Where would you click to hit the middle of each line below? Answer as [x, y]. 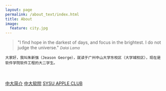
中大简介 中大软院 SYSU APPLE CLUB [44, 84]
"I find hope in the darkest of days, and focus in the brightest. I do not [89, 42]
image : [12, 24]
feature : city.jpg [29, 28]
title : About [19, 19]
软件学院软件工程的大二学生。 [31, 63]
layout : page [19, 10]
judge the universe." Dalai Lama [48, 48]
